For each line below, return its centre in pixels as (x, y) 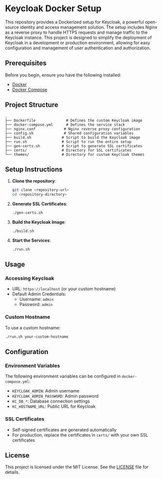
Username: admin (36, 299)
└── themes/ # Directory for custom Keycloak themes (75, 154)
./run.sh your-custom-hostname (37, 337)
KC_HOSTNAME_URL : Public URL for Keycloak (54, 406)
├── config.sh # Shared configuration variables (69, 133)
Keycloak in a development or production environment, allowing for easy (78, 42)
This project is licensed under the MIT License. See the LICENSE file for (77, 467)
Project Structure (32, 105)
